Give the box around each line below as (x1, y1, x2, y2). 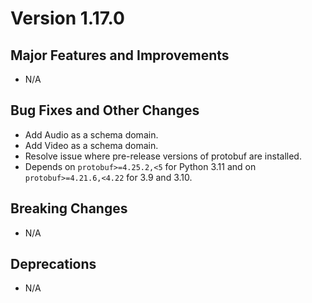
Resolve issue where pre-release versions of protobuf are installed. (24, 150, 302, 162)
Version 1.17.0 (10, 7, 125, 30)
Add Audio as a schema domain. (24, 128, 159, 141)
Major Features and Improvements (10, 47, 230, 64)
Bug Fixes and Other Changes (10, 102, 200, 119)
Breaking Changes (10, 200, 128, 217)
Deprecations (10, 256, 97, 273)
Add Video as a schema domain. (24, 139, 159, 151)
